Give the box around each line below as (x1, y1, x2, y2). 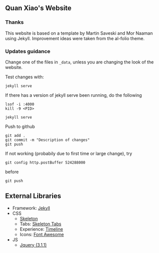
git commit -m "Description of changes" (5, 137, 90, 142)
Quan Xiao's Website (5, 4, 72, 12)
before (5, 169, 19, 175)
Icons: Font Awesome (19, 231, 64, 237)
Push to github (5, 124, 35, 129)
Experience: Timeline (19, 226, 63, 232)
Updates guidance (5, 48, 51, 55)
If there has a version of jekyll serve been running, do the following (5, 92, 142, 98)
